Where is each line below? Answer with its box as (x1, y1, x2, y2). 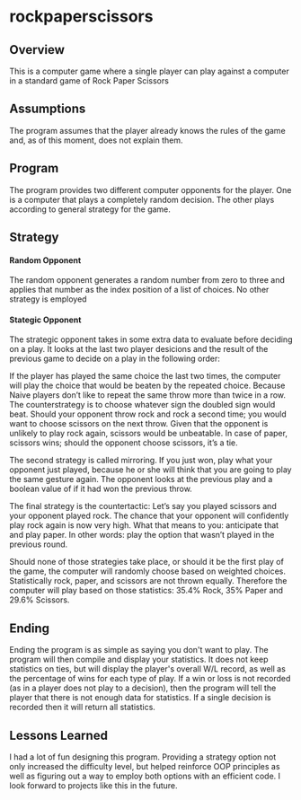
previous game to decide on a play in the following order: (9, 353, 220, 365)
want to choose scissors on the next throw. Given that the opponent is (9, 418, 269, 429)
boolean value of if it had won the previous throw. (9, 483, 193, 495)
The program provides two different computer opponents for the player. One (9, 184, 292, 195)
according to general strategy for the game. (9, 204, 171, 215)
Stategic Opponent (9, 314, 82, 325)
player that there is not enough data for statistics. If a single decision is (9, 692, 271, 703)
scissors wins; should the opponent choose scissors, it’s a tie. (9, 437, 238, 448)
